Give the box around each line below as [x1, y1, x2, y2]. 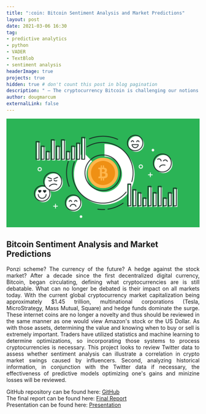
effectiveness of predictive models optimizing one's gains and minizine [6, 369, 200, 377]
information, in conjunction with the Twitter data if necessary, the [6, 363, 200, 370]
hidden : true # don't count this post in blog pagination [6, 81, 158, 87]
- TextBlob [6, 55, 34, 61]
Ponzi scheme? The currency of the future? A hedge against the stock [6, 265, 200, 273]
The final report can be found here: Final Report [6, 394, 127, 402]
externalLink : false [6, 101, 59, 107]
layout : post [6, 16, 40, 23]
